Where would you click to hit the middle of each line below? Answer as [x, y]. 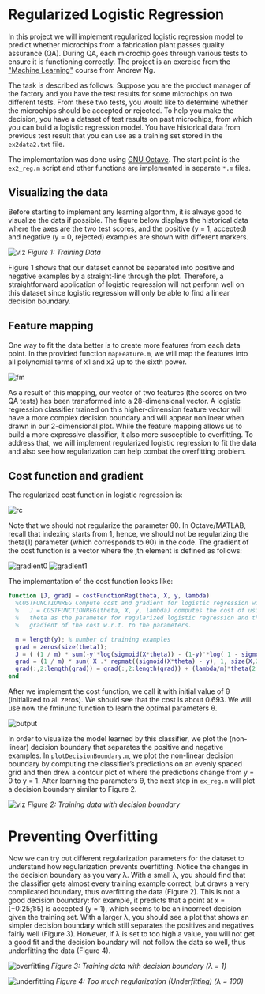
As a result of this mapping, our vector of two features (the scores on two [127, 392]
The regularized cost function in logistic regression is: [95, 495]
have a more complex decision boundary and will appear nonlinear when [126, 417]
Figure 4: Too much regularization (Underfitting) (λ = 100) [149, 981]
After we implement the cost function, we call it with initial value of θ [119, 691]
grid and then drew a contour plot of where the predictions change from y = [131, 772]
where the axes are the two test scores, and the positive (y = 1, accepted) [127, 228]
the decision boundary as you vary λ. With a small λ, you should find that [127, 875]
